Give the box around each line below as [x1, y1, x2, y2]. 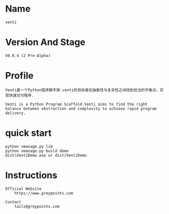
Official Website [5, 186, 42, 191]
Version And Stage [5, 36, 86, 48]
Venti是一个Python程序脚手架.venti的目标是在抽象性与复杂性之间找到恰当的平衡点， [5, 87, 160, 92]
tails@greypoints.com [14, 204, 60, 209]
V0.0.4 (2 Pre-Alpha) [5, 53, 51, 58]
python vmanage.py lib [5, 144, 53, 149]
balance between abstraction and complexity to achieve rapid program [5, 106, 157, 111]
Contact [5, 199, 22, 204]
